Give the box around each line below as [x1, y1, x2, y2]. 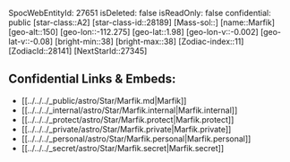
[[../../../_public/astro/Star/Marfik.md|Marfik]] [21, 95, 187, 106]
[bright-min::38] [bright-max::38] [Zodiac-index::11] [55, 36, 244, 47]
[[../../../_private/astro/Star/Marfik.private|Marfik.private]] [21, 124, 232, 134]
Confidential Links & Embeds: [8, 72, 176, 87]
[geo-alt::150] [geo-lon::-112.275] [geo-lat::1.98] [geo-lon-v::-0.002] [8, 27, 259, 37]
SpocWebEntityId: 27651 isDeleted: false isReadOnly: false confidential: [8, 8, 271, 18]
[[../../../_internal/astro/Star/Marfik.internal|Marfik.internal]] [21, 105, 238, 115]
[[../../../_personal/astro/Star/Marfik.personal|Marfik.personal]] [21, 133, 252, 144]
